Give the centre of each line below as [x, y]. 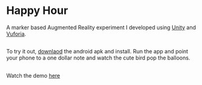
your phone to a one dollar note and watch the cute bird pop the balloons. [98, 58]
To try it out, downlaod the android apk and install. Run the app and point [97, 52]
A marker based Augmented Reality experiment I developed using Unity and [101, 27]
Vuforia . [16, 33]
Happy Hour [37, 11]
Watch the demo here [33, 75]
